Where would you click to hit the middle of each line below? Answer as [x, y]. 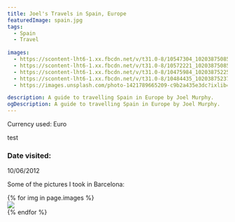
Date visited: [29, 156]
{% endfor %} [27, 212]
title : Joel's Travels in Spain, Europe [67, 14]
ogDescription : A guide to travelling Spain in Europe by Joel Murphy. [114, 104]
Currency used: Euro [37, 124]
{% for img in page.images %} [51, 198]
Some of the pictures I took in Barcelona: [66, 184]
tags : [15, 27]
